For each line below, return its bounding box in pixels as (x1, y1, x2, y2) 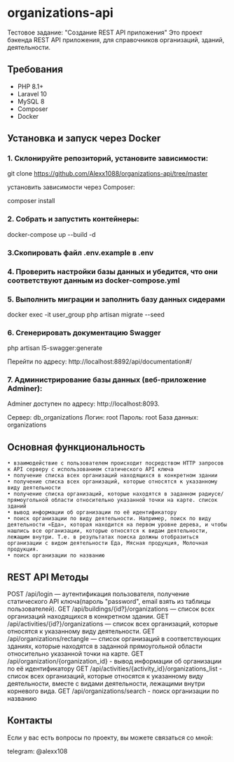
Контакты (7, 715, 53, 727)
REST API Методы (7, 571, 89, 583)
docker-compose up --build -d (7, 230, 96, 238)
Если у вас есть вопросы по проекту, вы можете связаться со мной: (7, 733, 214, 742)
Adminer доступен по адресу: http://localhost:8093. (7, 399, 160, 408)
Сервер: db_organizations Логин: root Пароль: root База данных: (7, 413, 199, 422)
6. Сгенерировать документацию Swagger (7, 328, 161, 337)
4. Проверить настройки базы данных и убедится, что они (7, 266, 219, 276)
